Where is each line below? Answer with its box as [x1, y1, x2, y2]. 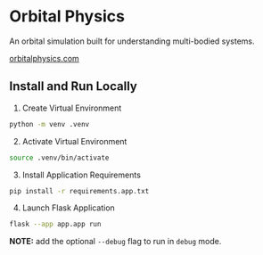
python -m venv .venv [9, 119, 90, 128]
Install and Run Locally [9, 78, 138, 95]
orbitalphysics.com [9, 53, 80, 63]
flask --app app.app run [9, 220, 102, 229]
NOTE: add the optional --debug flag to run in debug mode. [9, 236, 222, 247]
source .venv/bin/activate [9, 153, 110, 162]
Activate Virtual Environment [21, 136, 127, 146]
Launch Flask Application [21, 202, 116, 213]
